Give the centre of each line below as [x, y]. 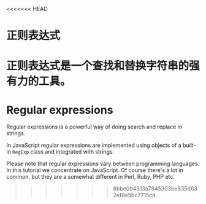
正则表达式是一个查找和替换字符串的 [98, 66]
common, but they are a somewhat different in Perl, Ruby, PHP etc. [91, 177]
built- [189, 145]
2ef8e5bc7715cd [134, 195]
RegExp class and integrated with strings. [63, 152]
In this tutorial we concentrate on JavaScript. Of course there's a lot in [95, 170]
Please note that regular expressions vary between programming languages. [103, 164]
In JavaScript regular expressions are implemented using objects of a [94, 145]
